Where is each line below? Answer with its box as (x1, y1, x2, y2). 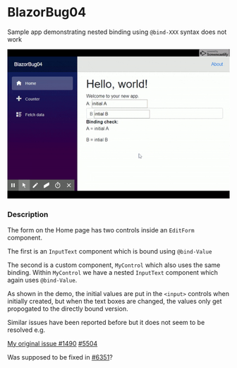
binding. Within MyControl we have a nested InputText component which (7, 268, 219, 276)
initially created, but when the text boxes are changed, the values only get (7, 297, 222, 305)
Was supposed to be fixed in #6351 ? (7, 352, 113, 361)
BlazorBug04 (7, 4, 87, 20)
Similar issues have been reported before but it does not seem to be (7, 318, 205, 326)
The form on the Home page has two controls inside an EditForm (7, 225, 195, 234)
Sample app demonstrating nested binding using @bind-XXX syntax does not (7, 28, 227, 36)
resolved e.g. (7, 326, 46, 334)
